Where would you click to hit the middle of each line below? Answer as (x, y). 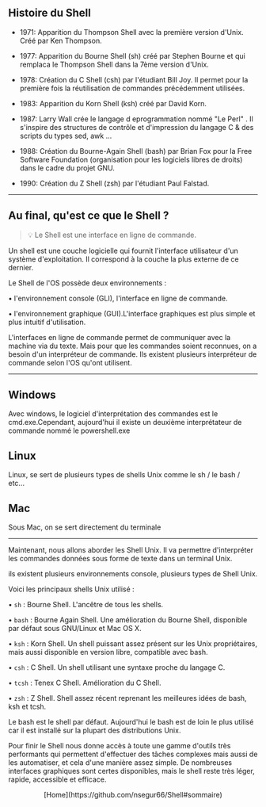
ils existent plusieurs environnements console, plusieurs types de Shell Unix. (133, 574)
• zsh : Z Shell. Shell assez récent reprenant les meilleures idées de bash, (127, 698)
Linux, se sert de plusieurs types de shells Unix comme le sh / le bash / (124, 475)
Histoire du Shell (49, 13)
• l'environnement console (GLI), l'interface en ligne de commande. (118, 298)
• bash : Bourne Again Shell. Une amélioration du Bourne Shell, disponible (128, 620)
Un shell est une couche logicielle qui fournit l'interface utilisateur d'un (123, 251)
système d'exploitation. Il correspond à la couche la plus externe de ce (123, 259)
